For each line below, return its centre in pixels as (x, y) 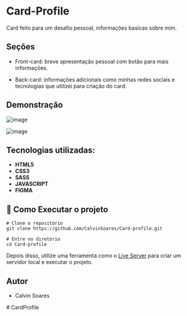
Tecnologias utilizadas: (51, 150)
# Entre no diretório (33, 239)
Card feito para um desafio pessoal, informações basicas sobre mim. (92, 28)
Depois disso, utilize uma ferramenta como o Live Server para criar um (94, 256)
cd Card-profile (26, 245)
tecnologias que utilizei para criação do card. (71, 86)
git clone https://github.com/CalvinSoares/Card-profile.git (84, 229)
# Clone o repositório (35, 224)
